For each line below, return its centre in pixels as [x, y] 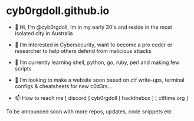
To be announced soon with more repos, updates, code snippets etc [89, 111]
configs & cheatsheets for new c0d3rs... [63, 86]
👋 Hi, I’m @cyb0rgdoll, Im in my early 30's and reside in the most [93, 27]
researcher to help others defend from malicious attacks [83, 51]
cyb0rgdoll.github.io [58, 11]
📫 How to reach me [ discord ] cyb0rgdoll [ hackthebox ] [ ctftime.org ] [101, 98]
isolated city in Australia [44, 33]
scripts [23, 68]
